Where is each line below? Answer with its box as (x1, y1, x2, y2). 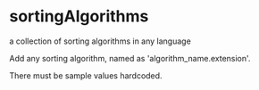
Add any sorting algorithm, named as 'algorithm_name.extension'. (9, 53, 251, 63)
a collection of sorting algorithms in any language (9, 36, 192, 46)
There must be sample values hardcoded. (9, 70, 163, 81)
